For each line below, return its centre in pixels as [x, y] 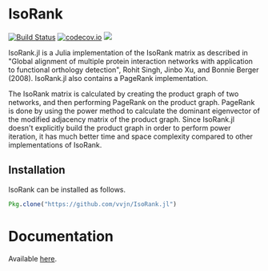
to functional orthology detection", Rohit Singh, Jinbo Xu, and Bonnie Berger [134, 70]
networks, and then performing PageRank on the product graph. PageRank [132, 102]
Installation [37, 170]
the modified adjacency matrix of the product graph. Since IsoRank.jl [121, 119]
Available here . [33, 258]
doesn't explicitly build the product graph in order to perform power [120, 127]
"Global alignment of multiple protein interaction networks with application [131, 61]
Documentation [61, 236]
